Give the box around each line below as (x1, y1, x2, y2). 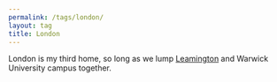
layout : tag (8, 21, 52, 30)
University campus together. (8, 63, 112, 73)
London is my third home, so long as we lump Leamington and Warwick (8, 54, 269, 64)
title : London (8, 29, 61, 38)
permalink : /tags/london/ (8, 12, 104, 22)
